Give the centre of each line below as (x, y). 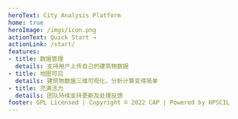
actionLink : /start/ (42, 45)
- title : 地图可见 (36, 74)
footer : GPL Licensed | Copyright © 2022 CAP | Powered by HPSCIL (119, 103)
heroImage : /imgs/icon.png (52, 30)
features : (24, 52)
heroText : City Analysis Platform (65, 15)
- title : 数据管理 (36, 59)
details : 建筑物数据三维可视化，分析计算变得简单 (87, 81)
